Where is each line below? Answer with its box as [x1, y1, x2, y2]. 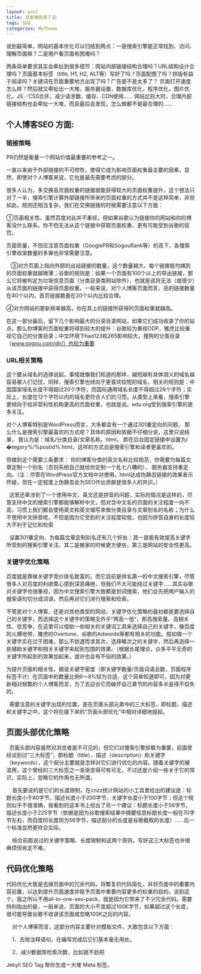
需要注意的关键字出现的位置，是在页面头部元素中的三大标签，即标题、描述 [8, 701, 193, 708]
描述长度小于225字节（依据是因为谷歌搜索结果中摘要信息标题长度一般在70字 [6, 809, 195, 817]
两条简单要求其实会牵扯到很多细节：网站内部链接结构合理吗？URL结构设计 [6, 63, 190, 70]
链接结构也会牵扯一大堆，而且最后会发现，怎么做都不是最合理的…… [6, 100, 173, 108]
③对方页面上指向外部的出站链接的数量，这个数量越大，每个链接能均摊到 [10, 261, 191, 269]
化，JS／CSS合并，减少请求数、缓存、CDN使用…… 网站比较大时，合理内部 [6, 93, 193, 100]
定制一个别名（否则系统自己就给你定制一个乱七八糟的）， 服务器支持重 [11, 464, 184, 471]
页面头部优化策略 [6, 727, 69, 737]
